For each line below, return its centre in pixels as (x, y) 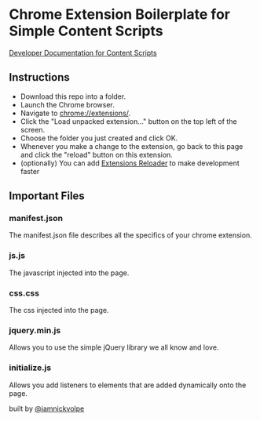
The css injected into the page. (59, 310)
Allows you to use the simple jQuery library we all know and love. (114, 347)
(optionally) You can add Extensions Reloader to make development (130, 163)
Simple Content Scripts (86, 31)
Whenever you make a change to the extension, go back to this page (132, 146)
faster (30, 171)
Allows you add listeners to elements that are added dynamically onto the (128, 385)
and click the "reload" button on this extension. (97, 154)
